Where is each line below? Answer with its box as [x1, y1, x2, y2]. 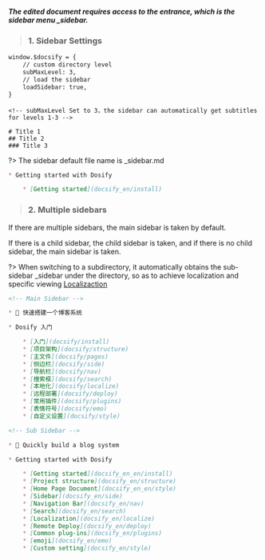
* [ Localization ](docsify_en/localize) [22, 514, 156, 522]
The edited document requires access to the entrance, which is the [8, 7, 235, 16]
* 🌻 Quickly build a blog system [8, 441, 120, 449]
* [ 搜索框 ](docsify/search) [22, 375, 113, 383]
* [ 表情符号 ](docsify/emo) [22, 405, 108, 413]
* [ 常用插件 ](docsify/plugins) [22, 398, 122, 406]
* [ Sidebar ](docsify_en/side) [22, 492, 124, 501]
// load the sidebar [22, 75, 91, 83]
